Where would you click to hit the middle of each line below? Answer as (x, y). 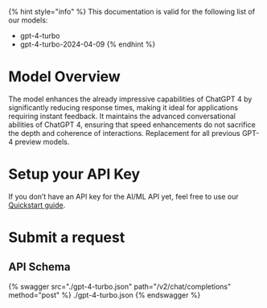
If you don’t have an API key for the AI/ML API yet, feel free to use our (123, 196)
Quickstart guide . (37, 205)
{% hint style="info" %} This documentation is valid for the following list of (132, 12)
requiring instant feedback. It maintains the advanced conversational (122, 116)
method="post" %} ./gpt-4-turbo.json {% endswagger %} (105, 295)
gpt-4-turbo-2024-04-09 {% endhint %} (88, 44)
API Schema (39, 267)
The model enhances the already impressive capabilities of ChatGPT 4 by (130, 99)
